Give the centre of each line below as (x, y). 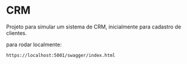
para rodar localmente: (34, 44)
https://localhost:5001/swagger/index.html (61, 55)
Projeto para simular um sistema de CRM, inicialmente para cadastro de (94, 27)
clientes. (17, 33)
